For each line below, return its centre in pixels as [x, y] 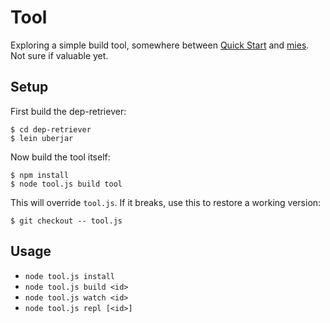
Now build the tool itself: [60, 157]
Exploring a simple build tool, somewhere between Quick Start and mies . [160, 45]
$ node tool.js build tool [66, 184]
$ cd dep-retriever [51, 129]
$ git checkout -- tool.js [66, 221]
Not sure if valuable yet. [59, 55]
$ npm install [40, 175]
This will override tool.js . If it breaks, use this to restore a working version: [166, 202]
